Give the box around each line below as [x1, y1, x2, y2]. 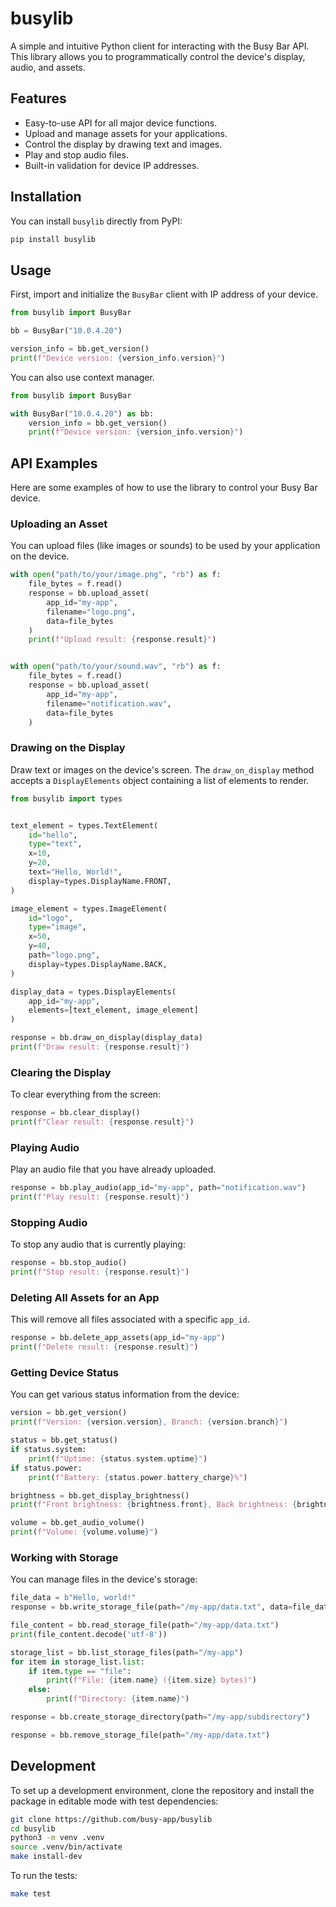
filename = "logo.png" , [46, 607, 137, 617]
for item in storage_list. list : [10, 1657, 145, 1667]
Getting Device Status [10, 1366, 120, 1380]
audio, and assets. [10, 61, 86, 73]
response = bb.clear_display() [10, 1108, 141, 1118]
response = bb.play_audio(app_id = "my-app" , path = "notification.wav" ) [10, 1183, 307, 1193]
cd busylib [10, 1823, 56, 1834]
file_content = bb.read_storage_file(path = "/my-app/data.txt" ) [10, 1620, 280, 1631]
